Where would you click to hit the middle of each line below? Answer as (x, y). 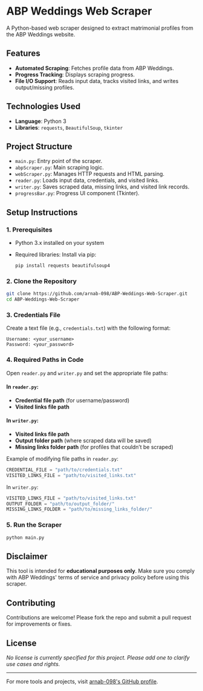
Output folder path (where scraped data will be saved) (83, 440)
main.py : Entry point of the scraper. (59, 161)
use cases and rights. (33, 664)
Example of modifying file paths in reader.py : (63, 458)
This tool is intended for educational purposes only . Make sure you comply (101, 571)
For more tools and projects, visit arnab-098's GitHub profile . (82, 681)
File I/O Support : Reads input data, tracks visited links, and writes (97, 81)
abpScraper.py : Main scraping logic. (60, 167)
